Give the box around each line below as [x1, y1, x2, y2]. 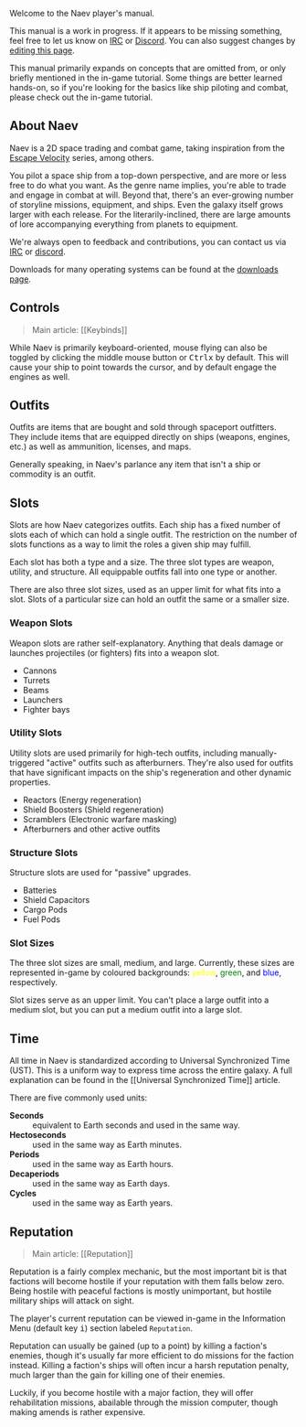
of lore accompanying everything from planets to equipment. [9, 219, 238, 230]
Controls [9, 300, 60, 316]
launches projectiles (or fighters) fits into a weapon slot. [9, 647, 220, 658]
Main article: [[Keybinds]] [31, 324, 128, 335]
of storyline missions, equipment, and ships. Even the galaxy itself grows [9, 198, 284, 209]
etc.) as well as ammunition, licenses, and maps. [9, 441, 192, 452]
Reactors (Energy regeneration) [22, 794, 142, 805]
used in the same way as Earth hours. [32, 1159, 174, 1170]
